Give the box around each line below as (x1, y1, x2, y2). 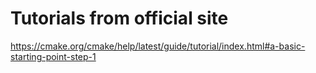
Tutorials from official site (10, 7, 229, 30)
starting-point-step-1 (10, 50, 97, 62)
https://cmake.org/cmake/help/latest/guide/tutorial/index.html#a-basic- (10, 40, 306, 52)
